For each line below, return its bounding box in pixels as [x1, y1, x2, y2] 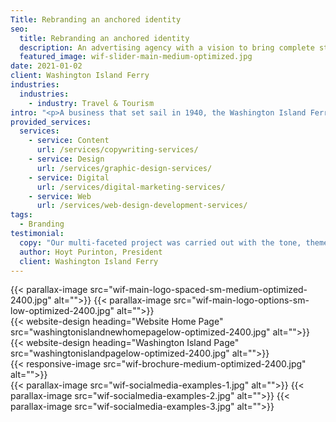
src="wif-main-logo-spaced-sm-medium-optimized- [89, 284, 308, 296]
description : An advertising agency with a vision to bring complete [19, 42, 315, 53]
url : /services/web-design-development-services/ [36, 201, 248, 211]
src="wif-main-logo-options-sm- [173, 294, 310, 306]
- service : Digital [28, 172, 110, 183]
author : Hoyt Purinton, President [19, 247, 163, 257]
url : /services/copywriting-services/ [36, 145, 199, 155]
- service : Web [28, 191, 92, 201]
